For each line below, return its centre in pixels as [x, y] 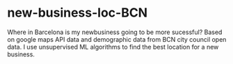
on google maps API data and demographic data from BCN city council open [117, 39]
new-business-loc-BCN [78, 13]
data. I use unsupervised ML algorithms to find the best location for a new [113, 47]
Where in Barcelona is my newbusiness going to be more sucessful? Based [115, 32]
